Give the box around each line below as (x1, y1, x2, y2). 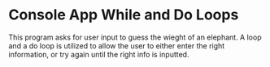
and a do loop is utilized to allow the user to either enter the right (8, 40, 225, 50)
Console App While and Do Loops (8, 6, 239, 24)
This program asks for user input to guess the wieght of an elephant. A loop (8, 32, 262, 42)
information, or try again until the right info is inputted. (8, 49, 189, 59)
